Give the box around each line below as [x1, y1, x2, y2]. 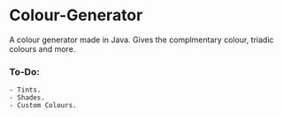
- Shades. [9, 93, 46, 102]
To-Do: [9, 65, 40, 77]
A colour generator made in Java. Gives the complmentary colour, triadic [9, 34, 274, 45]
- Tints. [9, 85, 42, 95]
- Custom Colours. [9, 101, 77, 110]
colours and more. [9, 43, 76, 54]
